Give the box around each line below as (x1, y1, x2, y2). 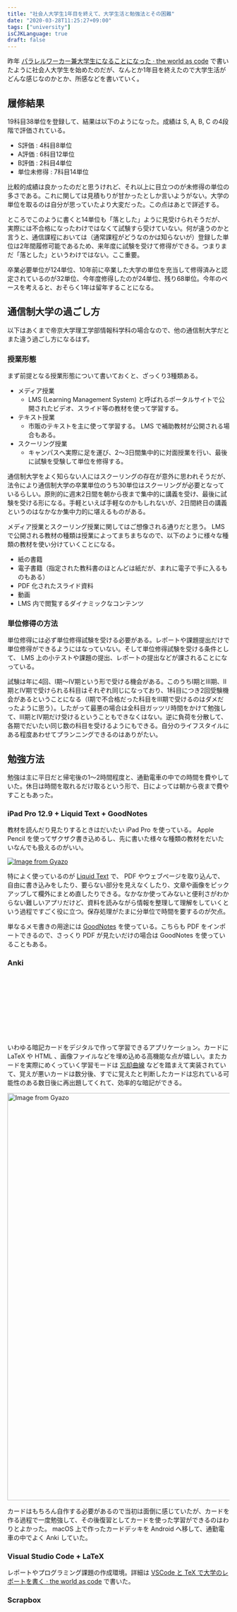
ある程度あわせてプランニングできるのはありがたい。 (7, 730, 162, 739)
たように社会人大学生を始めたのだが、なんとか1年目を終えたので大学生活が (7, 66, 226, 74)
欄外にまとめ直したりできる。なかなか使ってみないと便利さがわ (37, 890, 224, 898)
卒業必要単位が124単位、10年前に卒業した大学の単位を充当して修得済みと (7, 265, 222, 274)
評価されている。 (19, 126, 69, 134)
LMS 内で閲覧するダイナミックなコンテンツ (17, 599, 144, 608)
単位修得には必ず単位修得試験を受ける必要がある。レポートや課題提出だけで (7, 636, 230, 645)
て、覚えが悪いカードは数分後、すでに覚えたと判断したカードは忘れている (7, 1069, 224, 1077)
